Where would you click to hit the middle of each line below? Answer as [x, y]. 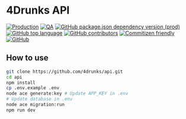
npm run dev [21, 110]
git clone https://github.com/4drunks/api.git [65, 72]
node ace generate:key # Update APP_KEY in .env [67, 94]
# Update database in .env [39, 99]
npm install [21, 83]
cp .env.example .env [33, 88]
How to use [27, 58]
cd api [14, 77]
